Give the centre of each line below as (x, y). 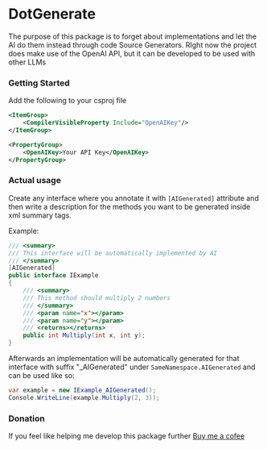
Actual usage (35, 181)
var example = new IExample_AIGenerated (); (82, 391)
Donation (27, 418)
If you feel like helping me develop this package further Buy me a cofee (127, 436)
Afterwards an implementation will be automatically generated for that (124, 359)
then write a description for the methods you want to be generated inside (129, 206)
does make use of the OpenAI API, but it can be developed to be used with (132, 53)
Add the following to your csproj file (68, 101)
